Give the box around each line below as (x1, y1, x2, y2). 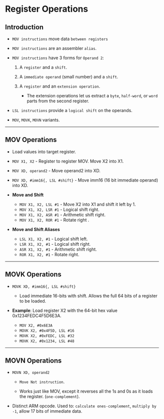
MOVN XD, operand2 (12, 371, 50, 375)
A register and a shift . (19, 65, 67, 70)
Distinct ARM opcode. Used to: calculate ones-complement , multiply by (12, 403, 157, 409)
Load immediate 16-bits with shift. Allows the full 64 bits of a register (19, 293, 158, 299)
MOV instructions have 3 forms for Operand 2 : (12, 55, 104, 61)
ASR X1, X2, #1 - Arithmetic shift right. (19, 246, 97, 252)
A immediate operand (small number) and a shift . (19, 74, 119, 79)
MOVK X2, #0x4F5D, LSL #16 (19, 328, 75, 333)
